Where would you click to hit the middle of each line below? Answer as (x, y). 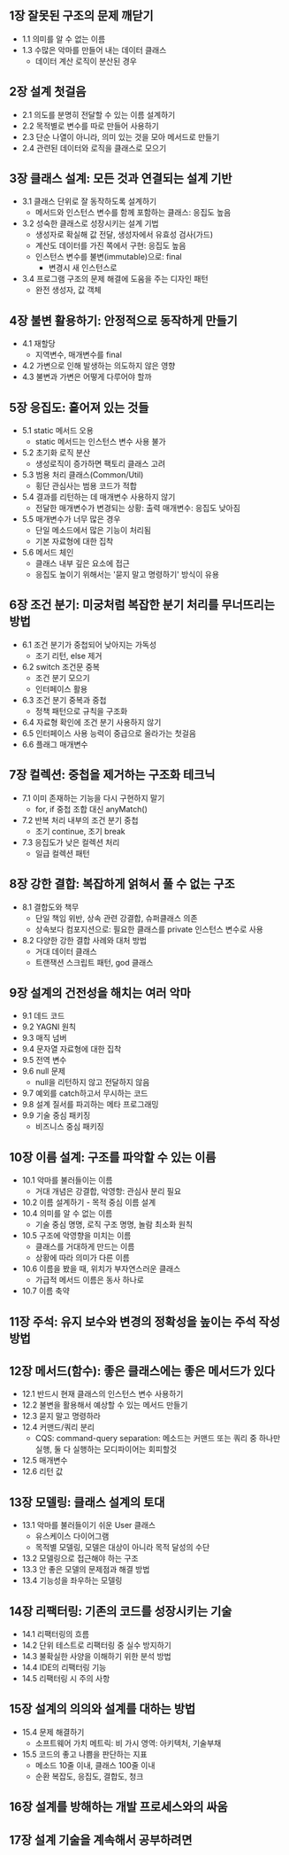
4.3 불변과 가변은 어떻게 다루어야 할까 (87, 377)
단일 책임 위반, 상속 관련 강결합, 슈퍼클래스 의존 (116, 918)
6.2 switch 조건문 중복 (61, 666)
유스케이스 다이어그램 (72, 1536)
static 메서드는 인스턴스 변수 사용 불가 (100, 442)
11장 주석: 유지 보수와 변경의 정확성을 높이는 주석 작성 (144, 1321)
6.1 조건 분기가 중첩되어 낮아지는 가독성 (89, 644)
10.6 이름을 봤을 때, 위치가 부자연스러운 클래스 (101, 1269)
